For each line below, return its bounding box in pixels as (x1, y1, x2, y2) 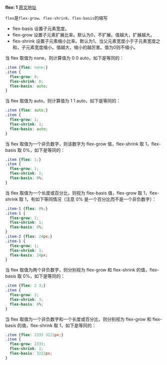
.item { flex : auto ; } (5, 108, 48, 113)
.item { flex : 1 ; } (5, 157, 41, 162)
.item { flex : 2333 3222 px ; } (5, 332, 64, 337)
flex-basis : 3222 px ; (9, 351, 52, 356)
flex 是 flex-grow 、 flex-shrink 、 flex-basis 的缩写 (5, 15, 108, 21)
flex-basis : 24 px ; (9, 252, 48, 257)
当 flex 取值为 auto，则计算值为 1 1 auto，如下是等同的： (5, 98, 121, 104)
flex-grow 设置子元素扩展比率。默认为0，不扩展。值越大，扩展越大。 (12, 32, 155, 37)
